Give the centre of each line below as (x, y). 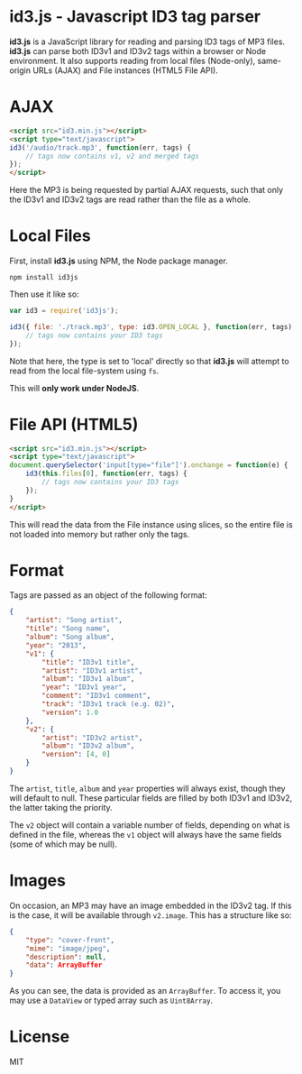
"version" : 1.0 (70, 712)
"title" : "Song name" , (68, 629)
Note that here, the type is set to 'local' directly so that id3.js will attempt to (150, 361)
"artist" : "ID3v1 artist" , (92, 670)
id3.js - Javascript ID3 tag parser (135, 17)
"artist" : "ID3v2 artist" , (92, 738)
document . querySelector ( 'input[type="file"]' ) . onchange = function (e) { (149, 465)
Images (37, 881)
